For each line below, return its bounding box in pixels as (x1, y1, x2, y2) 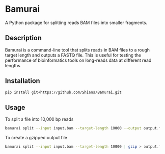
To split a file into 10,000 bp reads (5, 116, 74, 122)
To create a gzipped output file (5, 135, 68, 141)
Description (5, 34, 42, 42)
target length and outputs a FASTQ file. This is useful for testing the (5, 52, 141, 58)
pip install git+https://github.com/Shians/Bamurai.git (5, 90, 122, 95)
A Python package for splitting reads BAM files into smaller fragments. (5, 20, 147, 26)
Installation (5, 77, 40, 85)
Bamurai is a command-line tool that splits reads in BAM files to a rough (5, 47, 150, 52)
